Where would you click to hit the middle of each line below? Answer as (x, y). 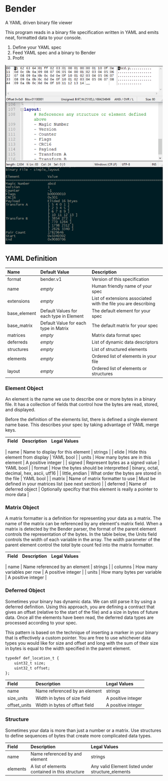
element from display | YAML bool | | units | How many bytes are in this (78, 457)
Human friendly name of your (122, 286)
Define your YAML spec (37, 47)
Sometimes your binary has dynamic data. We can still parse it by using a (80, 601)
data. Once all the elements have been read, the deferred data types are (79, 617)
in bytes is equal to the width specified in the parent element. (68, 648)
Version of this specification (120, 279)
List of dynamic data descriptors (125, 342)
